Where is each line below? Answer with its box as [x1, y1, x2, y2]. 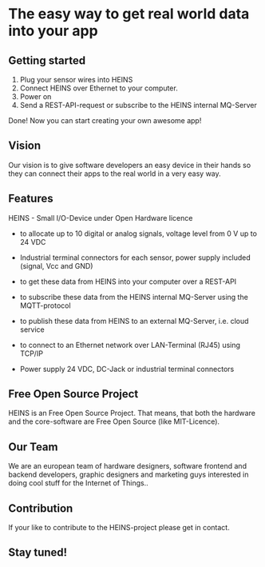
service [19, 325, 45, 334]
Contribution [8, 501, 73, 515]
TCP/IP [19, 349, 44, 358]
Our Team [8, 440, 58, 453]
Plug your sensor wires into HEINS [19, 75, 133, 84]
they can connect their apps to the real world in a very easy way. [8, 169, 221, 178]
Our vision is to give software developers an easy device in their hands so [8, 160, 251, 170]
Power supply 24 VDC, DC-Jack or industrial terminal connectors [19, 364, 235, 373]
